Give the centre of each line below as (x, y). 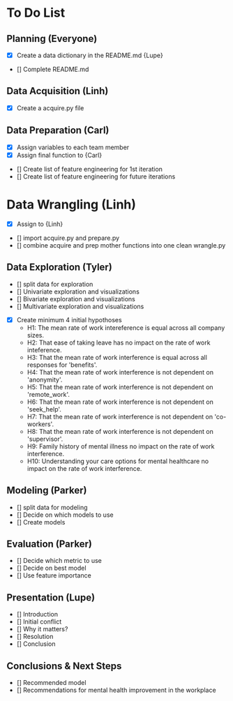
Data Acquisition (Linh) (58, 91)
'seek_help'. (44, 409)
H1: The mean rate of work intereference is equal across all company (126, 327)
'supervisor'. (45, 439)
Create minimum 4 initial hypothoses (69, 319)
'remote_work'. (48, 394)
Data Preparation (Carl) (58, 130)
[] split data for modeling (52, 507)
